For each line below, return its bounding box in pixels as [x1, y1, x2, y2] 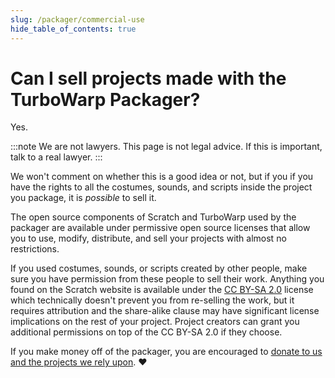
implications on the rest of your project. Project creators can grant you [10, 316, 300, 328]
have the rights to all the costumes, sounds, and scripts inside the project [10, 181, 313, 193]
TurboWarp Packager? [10, 88, 201, 111]
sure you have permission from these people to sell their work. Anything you [10, 273, 325, 285]
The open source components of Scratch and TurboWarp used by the [10, 211, 297, 223]
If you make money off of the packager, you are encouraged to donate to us [10, 346, 323, 358]
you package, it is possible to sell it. [10, 192, 157, 204]
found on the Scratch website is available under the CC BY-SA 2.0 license [10, 284, 314, 296]
